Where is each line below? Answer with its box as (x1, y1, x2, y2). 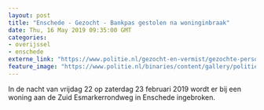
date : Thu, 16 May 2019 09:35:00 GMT (8, 26, 132, 34)
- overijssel (8, 41, 51, 49)
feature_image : (8, 63, 58, 71)
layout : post (8, 11, 51, 20)
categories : (8, 33, 47, 42)
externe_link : (8, 56, 55, 64)
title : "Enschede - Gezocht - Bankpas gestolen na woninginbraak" (8, 19, 230, 27)
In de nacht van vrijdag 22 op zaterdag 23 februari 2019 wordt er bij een (8, 84, 242, 93)
